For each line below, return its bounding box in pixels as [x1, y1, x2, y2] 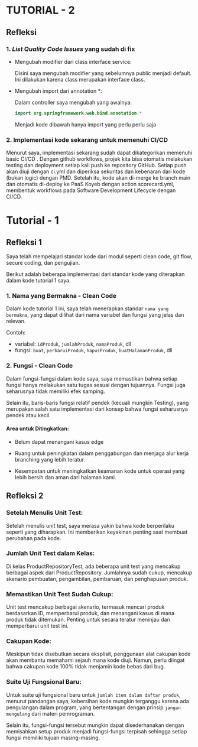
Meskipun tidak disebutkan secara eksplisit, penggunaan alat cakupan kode [6, 651, 191, 658]
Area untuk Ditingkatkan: [6, 425, 69, 432]
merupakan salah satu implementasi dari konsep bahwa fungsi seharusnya [6, 405, 188, 413]
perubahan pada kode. [6, 534, 61, 541]
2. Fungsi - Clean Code [6, 362, 73, 370]
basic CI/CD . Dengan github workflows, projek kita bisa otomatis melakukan [6, 155, 193, 163]
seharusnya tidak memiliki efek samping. [6, 388, 105, 395]
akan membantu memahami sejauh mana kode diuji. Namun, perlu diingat [6, 657, 185, 664]
